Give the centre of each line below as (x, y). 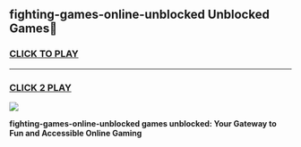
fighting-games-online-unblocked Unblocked (140, 15)
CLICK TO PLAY (44, 54)
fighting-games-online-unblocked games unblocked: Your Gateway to (143, 123)
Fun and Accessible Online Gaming (76, 133)
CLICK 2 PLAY (40, 87)
